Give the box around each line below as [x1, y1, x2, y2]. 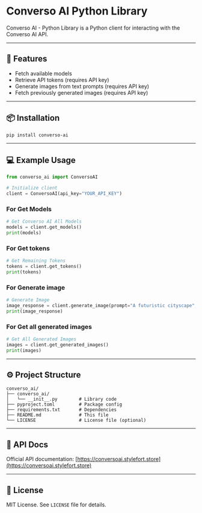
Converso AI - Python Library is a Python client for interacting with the [6, 24, 180, 31]
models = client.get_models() [6, 225, 82, 231]
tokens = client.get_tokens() [6, 263, 82, 269]
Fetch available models [14, 69, 72, 77]
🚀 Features [6, 54, 47, 64]
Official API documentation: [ [6, 456, 78, 463]
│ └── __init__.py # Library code [6, 397, 117, 403]
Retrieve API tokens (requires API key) [14, 76, 109, 83]
